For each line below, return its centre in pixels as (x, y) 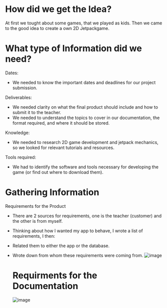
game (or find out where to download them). (58, 172)
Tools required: (21, 157)
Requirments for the (55, 276)
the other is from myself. (38, 221)
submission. (25, 88)
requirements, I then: (34, 236)
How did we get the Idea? (59, 9)
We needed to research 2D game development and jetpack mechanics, (85, 142)
